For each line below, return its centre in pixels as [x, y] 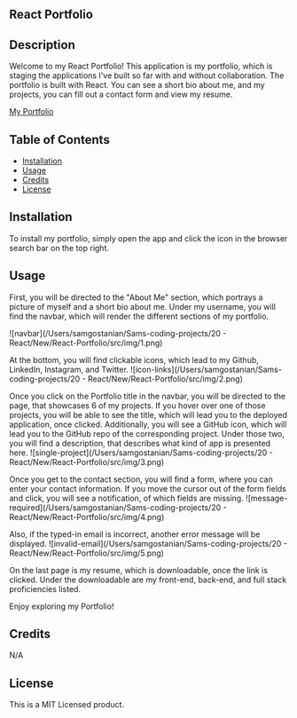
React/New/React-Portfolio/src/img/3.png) [87, 462]
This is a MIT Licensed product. [67, 705]
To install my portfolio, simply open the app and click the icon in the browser [148, 238]
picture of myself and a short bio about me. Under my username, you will [143, 306]
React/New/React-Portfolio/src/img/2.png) [165, 379]
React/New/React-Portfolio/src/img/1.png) [86, 343]
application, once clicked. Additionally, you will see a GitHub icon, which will [148, 424]
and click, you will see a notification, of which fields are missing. [126, 498]
